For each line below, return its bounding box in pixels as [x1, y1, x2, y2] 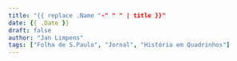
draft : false [8, 26, 52, 34]
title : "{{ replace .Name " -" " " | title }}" [8, 11, 166, 20]
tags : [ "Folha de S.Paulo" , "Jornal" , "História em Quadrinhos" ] [8, 41, 230, 49]
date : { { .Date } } [8, 19, 69, 27]
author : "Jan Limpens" [8, 33, 84, 42]
